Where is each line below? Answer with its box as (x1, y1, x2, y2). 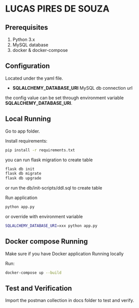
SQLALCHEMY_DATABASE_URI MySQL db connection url (12, 85, 133, 91)
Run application (5, 195, 38, 201)
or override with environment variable (5, 214, 83, 219)
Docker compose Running (5, 237, 88, 246)
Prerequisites (5, 23, 48, 32)
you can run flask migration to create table (5, 157, 93, 163)
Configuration (5, 61, 50, 71)
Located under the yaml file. (5, 75, 64, 81)
